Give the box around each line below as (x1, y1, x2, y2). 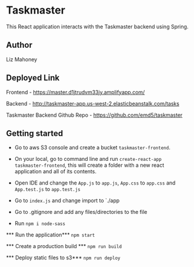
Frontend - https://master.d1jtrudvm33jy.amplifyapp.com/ (6, 88, 145, 95)
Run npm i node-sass (14, 220, 66, 227)
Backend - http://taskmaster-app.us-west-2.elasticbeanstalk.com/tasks (6, 100, 179, 107)
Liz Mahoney (6, 55, 38, 62)
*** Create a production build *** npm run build (6, 243, 122, 250)
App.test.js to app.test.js (14, 186, 81, 193)
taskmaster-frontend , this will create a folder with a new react (14, 161, 165, 169)
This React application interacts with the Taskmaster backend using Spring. (6, 23, 189, 30)
